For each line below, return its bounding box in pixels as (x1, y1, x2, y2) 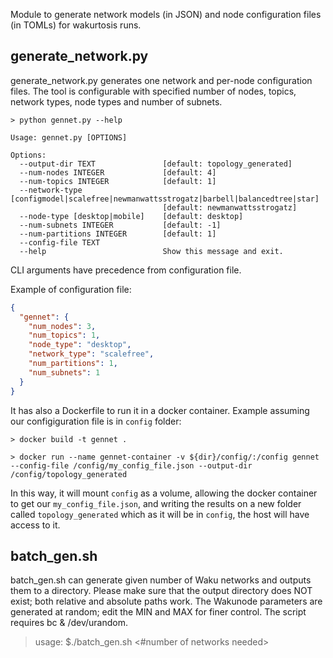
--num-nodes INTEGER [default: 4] (19, 167, 217, 178)
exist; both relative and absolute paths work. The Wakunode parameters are (10, 595, 323, 608)
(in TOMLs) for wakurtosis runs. (10, 19, 142, 31)
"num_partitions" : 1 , (28, 359, 118, 369)
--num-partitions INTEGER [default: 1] (19, 229, 217, 239)
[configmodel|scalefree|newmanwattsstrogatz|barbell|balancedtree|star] (10, 194, 320, 204)
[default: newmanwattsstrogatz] (162, 202, 298, 213)
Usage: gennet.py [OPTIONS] (10, 132, 128, 143)
